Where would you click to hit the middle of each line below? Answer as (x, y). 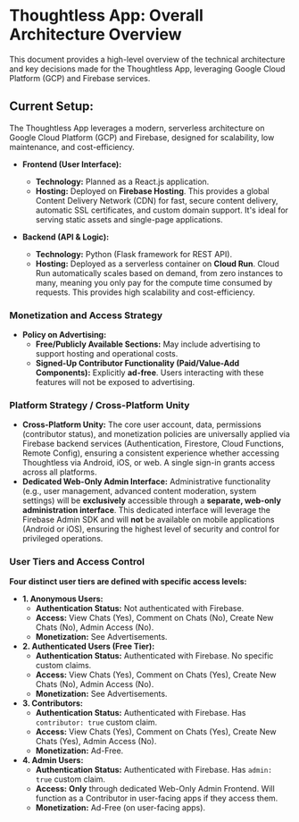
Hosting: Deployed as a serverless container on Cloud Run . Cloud (157, 264)
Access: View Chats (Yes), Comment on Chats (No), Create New (154, 617)
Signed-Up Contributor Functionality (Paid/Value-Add (137, 364)
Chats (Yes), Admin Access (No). (96, 741)
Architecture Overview (96, 34)
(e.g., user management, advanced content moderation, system (139, 491)
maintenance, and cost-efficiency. (72, 147)
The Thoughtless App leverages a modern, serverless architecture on (137, 128)
